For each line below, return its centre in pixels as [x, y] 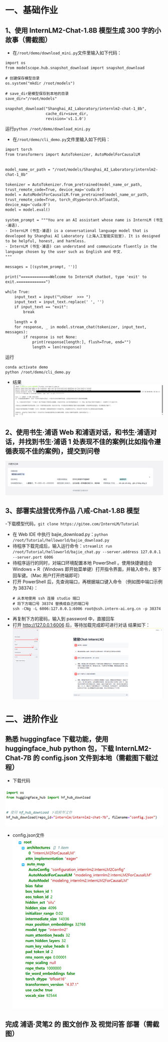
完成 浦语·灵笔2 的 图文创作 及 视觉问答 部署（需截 [82, 1024]
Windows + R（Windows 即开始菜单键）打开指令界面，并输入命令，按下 [87, 569]
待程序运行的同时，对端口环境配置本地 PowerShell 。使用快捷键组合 [82, 563]
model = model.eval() [28, 210]
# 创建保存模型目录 [23, 78]
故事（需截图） [28, 40]
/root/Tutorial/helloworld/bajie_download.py [61, 541]
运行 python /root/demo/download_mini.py [48, 129]
